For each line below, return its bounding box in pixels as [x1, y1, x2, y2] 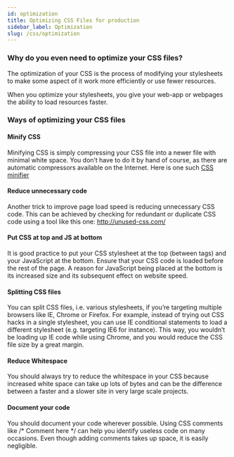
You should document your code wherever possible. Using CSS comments [7, 419, 223, 427]
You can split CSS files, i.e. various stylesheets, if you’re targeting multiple [7, 303, 223, 311]
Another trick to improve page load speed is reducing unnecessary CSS [7, 202, 215, 211]
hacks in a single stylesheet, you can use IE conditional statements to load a [7, 318, 228, 327]
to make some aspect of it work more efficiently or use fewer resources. [7, 77, 216, 85]
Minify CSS [7, 133, 41, 141]
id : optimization [7, 10, 58, 18]
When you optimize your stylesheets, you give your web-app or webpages [7, 90, 223, 98]
